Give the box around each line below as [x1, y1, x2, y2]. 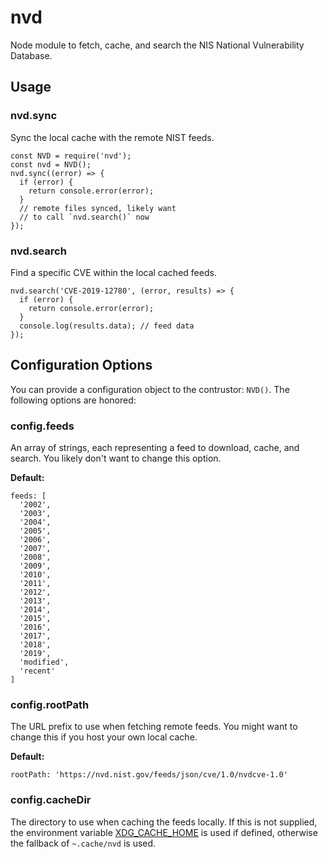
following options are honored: [10, 394, 137, 406]
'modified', [19, 657, 70, 668]
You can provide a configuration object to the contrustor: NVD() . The [10, 383, 290, 395]
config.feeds [10, 419, 75, 433]
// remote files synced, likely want [19, 203, 177, 213]
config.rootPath [10, 697, 90, 711]
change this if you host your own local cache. [10, 731, 198, 743]
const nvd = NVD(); [10, 159, 92, 170]
